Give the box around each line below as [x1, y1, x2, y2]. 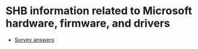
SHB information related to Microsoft [5, 4, 193, 18]
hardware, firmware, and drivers [5, 17, 170, 30]
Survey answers [14, 36, 55, 43]
